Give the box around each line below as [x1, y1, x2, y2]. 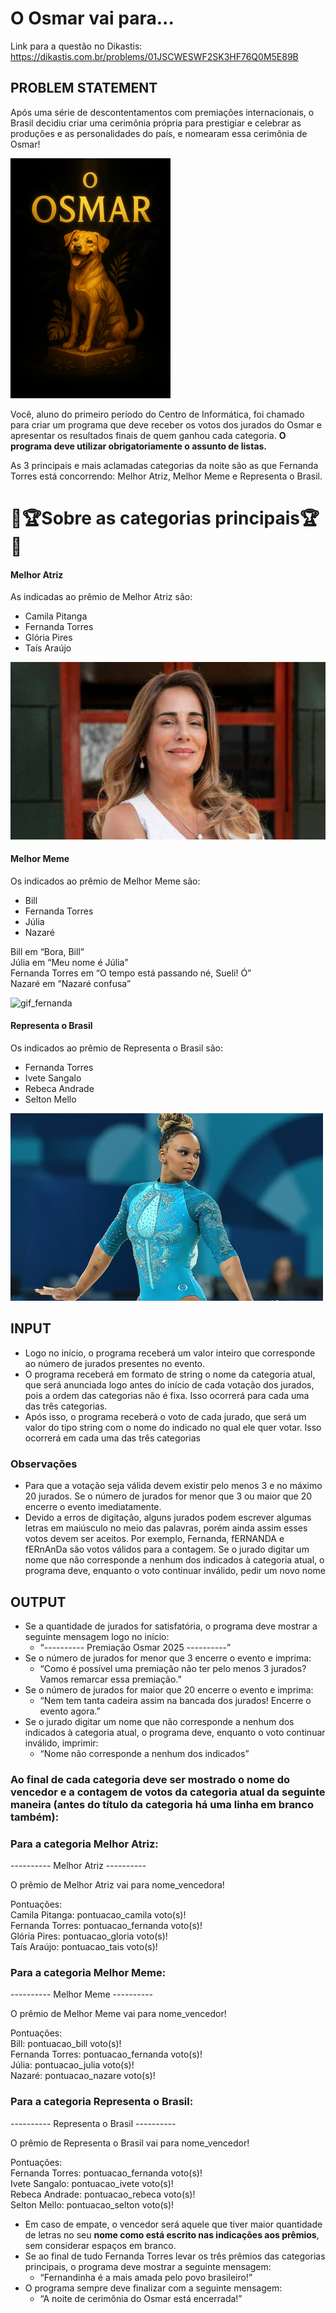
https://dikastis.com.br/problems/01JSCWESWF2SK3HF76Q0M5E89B [10, 50, 299, 62]
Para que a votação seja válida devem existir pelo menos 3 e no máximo [24, 1480, 323, 1492]
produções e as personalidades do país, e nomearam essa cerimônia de [10, 127, 308, 139]
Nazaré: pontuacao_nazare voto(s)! [10, 2070, 156, 2082]
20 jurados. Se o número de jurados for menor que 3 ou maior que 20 [24, 1490, 313, 1502]
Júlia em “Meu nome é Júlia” [10, 956, 129, 968]
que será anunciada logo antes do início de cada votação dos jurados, [24, 1378, 315, 1391]
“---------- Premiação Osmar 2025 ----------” [39, 1641, 232, 1653]
